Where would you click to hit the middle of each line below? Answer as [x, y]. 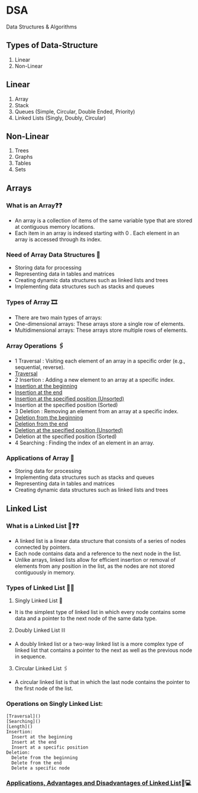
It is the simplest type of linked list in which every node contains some [100, 612]
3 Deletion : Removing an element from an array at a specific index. [97, 411]
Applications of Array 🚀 [40, 458]
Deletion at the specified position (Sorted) [66, 436]
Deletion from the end [41, 424]
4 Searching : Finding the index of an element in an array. [85, 443]
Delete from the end [37, 763]
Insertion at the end [38, 392]
